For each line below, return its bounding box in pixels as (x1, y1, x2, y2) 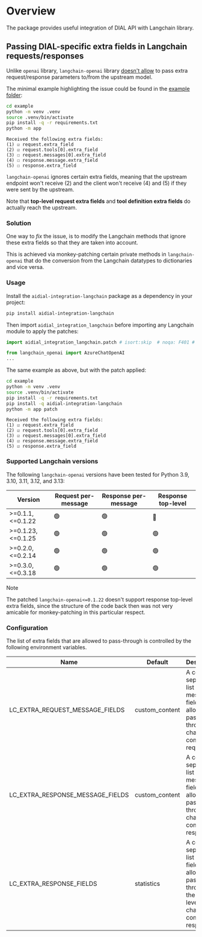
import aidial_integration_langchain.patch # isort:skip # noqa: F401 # (6, 339, 195, 345)
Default (146, 658, 168, 666)
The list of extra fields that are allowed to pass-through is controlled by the (6, 637, 191, 645)
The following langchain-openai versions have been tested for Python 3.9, (6, 471, 189, 478)
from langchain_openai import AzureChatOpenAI (6, 350, 125, 356)
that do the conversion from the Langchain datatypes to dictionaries (23, 257, 192, 264)
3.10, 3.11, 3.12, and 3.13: (6, 477, 65, 484)
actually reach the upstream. (6, 204, 77, 211)
